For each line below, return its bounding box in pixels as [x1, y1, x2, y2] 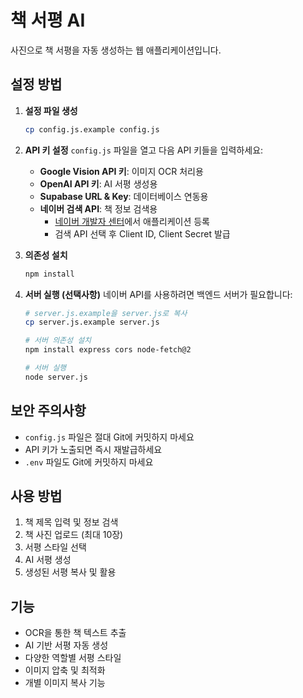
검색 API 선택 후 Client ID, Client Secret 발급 [54, 227, 231, 240]
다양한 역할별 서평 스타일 [24, 652, 122, 664]
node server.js [24, 372, 89, 382]
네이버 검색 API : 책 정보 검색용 [39, 202, 158, 215]
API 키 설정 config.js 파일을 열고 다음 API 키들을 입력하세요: [24, 144, 264, 156]
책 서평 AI [10, 9, 86, 32]
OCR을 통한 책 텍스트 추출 [24, 627, 127, 639]
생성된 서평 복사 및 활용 [24, 566, 117, 578]
